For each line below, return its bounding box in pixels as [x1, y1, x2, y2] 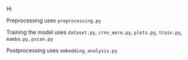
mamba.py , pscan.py [6, 35, 54, 42]
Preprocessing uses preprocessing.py [6, 17, 102, 24]
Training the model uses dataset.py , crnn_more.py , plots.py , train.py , [6, 28, 183, 36]
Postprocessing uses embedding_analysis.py [6, 47, 117, 54]
